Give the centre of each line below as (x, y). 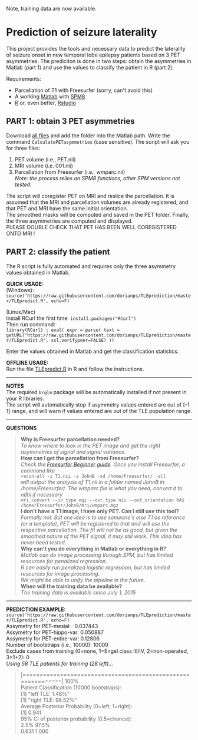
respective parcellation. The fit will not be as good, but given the (99, 530)
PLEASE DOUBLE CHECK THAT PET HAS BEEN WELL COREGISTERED (91, 227)
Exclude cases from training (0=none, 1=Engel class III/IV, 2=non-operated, (97, 651)
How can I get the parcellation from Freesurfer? (80, 458)
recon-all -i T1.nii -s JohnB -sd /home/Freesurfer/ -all (93, 476)
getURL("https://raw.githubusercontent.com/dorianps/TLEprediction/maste (99, 335)
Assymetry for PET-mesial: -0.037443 (52, 626)
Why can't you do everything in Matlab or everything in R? (93, 549)
